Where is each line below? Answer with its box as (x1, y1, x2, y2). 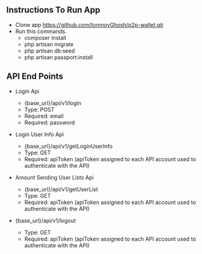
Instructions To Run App (6, 5, 101, 15)
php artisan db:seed (24, 47, 75, 54)
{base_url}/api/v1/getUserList (24, 186, 98, 193)
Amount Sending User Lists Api (15, 173, 94, 181)
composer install (24, 34, 67, 42)
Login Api (15, 87, 40, 95)
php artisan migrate (24, 40, 74, 48)
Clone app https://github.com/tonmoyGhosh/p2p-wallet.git (15, 21, 164, 28)
